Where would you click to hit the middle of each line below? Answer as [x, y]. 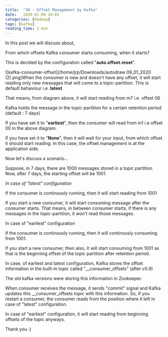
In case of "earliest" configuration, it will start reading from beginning [77, 314]
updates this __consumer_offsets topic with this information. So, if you [77, 294]
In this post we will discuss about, [40, 43]
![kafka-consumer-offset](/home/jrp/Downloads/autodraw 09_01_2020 [78, 72]
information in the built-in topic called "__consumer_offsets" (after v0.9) [79, 269]
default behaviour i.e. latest [34, 88]
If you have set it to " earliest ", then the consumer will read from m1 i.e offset [84, 123]
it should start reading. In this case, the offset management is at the [75, 144]
